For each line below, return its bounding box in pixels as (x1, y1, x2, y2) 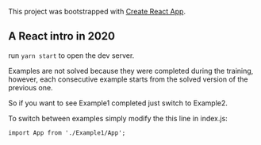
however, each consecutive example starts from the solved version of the (8, 74, 248, 84)
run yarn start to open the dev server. (8, 51, 135, 60)
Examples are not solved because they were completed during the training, (8, 66, 254, 75)
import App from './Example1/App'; (8, 128, 126, 137)
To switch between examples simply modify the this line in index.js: (8, 113, 228, 123)
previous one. (8, 82, 53, 92)
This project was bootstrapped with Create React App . (8, 7, 186, 16)
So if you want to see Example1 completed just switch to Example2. (8, 98, 228, 108)
